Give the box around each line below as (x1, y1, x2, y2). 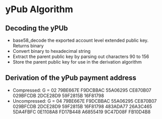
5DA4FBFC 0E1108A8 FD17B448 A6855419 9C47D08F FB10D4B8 (12, 108, 151, 115)
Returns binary (12, 43, 44, 49)
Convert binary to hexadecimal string (12, 48, 91, 54)
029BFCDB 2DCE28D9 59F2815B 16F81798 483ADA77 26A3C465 (12, 103, 152, 109)
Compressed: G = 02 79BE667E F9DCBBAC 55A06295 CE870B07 (12, 87, 152, 93)
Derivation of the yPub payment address (5, 74, 137, 82)
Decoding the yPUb (5, 24, 68, 33)
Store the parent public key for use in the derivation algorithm (12, 59, 142, 65)
